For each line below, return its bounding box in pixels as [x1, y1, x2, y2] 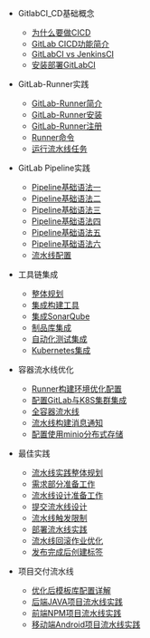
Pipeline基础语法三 [31, 205, 101, 215]
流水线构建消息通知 [31, 418, 104, 428]
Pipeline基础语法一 [31, 182, 101, 192]
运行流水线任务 [31, 143, 88, 154]
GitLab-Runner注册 [31, 121, 103, 131]
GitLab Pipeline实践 [17, 162, 90, 173]
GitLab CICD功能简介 [31, 39, 110, 49]
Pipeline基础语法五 [31, 227, 101, 237]
